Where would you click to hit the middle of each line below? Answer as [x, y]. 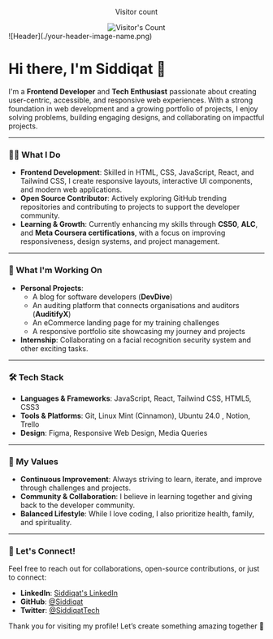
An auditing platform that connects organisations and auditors [136, 305]
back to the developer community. [78, 505]
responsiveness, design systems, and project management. [120, 241]
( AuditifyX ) [52, 314]
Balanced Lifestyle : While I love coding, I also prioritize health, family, [137, 514]
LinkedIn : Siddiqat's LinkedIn [69, 593]
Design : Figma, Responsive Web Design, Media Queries [114, 433]
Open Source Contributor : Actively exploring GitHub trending [123, 198]
